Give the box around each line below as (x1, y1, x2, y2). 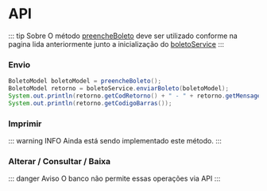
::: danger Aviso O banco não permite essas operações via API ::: (8, 174, 221, 183)
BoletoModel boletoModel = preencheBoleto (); (8, 77, 161, 86)
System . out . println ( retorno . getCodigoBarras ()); (8, 99, 172, 107)
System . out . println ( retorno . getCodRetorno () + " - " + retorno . (8, 92, 226, 100)
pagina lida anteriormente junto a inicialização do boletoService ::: (8, 39, 225, 48)
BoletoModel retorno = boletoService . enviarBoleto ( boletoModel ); (8, 85, 229, 93)
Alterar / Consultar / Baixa (8, 155, 111, 166)
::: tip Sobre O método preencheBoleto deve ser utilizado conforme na (8, 31, 238, 40)
